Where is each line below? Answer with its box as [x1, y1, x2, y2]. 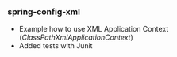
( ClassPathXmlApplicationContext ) [18, 32, 134, 42]
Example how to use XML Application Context [18, 25, 169, 34]
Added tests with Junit [18, 41, 93, 51]
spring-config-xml [7, 6, 81, 17]
